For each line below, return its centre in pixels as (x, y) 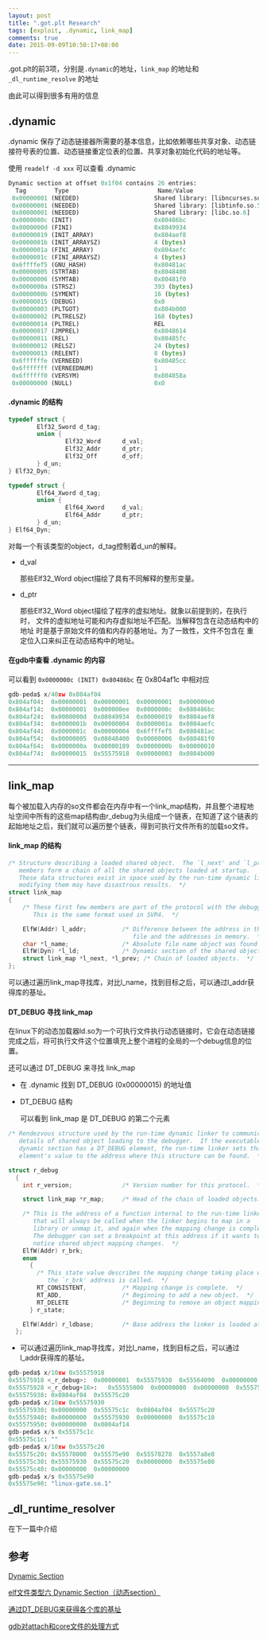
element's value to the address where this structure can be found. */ (141, 1156)
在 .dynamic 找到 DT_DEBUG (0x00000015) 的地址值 (106, 1085)
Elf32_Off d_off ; (104, 457)
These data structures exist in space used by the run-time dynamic (134, 878)
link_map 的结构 (35, 846)
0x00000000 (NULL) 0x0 (88, 383)
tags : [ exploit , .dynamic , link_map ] (71, 30)
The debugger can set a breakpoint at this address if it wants (141, 1236)
